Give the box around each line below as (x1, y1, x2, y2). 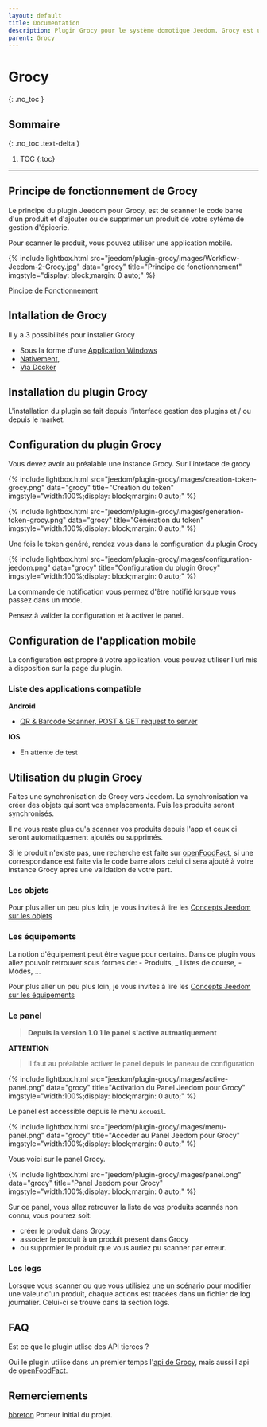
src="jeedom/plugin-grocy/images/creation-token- (90, 474, 257, 484)
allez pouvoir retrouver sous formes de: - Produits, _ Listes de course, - (8, 957, 242, 967)
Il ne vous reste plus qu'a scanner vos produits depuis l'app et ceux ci (8, 825, 238, 834)
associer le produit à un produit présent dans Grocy (19, 1234, 189, 1244)
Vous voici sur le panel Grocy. (8, 1155, 106, 1164)
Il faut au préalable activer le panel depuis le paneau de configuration (27, 1059, 255, 1069)
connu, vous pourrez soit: (8, 1211, 92, 1220)
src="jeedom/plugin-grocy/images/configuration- (90, 555, 253, 564)
